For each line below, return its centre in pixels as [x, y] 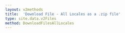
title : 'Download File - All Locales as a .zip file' [63, 14]
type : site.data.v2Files [31, 18]
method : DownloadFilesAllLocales [40, 23]
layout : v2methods [24, 9]
